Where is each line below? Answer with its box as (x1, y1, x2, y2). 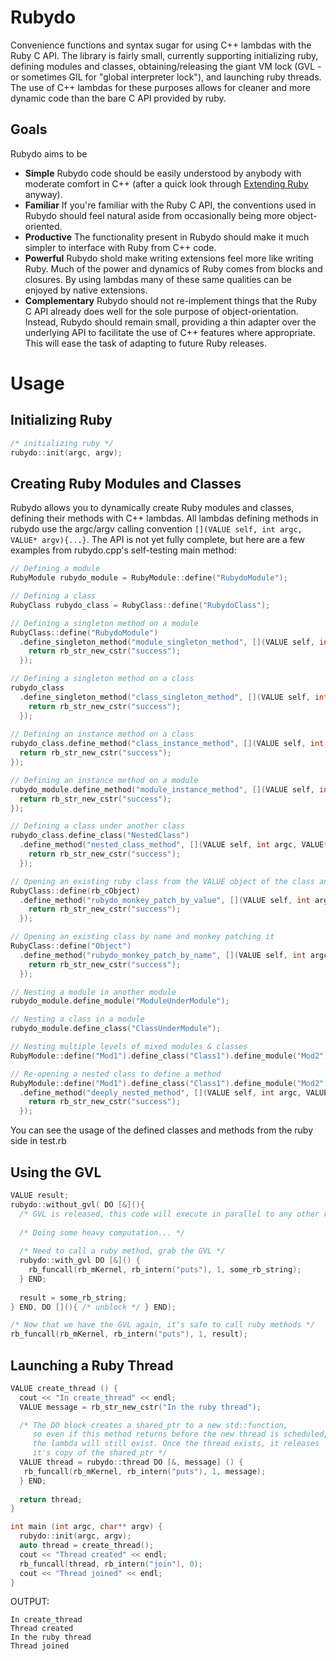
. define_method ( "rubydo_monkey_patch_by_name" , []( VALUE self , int (19, 950, 307, 960)
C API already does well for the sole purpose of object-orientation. (24, 305, 299, 317)
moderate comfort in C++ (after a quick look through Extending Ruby (24, 177, 309, 190)
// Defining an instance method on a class (10, 729, 195, 740)
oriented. (24, 220, 63, 232)
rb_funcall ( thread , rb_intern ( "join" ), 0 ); (19, 1559, 203, 1569)
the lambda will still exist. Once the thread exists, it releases (32, 1439, 320, 1449)
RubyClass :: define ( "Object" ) (10, 941, 132, 951)
